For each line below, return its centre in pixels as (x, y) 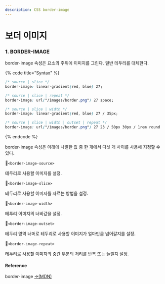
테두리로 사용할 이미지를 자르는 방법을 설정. (47, 193)
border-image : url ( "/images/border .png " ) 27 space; (59, 100)
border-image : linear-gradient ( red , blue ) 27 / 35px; (62, 114)
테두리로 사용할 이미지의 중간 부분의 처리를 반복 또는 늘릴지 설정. (67, 254)
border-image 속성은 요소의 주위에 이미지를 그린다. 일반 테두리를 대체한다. (77, 63)
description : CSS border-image (37, 10)
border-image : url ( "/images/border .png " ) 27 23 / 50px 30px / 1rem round (83, 127)
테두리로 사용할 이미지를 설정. (34, 173)
